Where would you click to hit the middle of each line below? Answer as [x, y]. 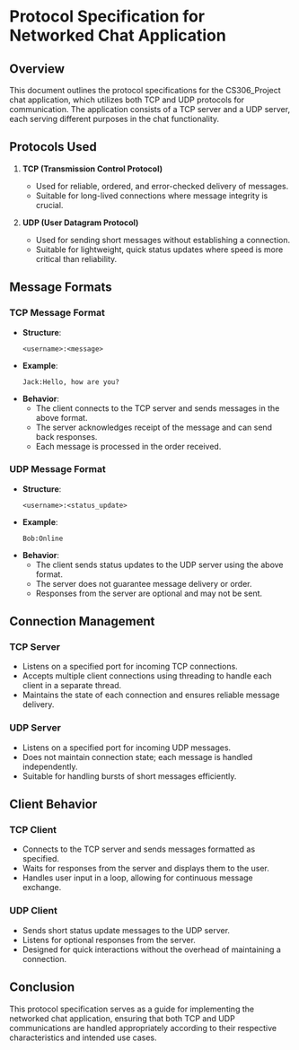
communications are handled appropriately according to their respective [143, 1028]
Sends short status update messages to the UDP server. [126, 930]
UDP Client [34, 911]
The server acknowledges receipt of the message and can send [154, 427]
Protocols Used [53, 147]
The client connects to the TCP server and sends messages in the [158, 408]
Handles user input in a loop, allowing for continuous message [137, 878]
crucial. [49, 205]
